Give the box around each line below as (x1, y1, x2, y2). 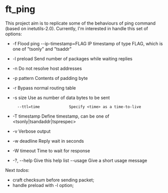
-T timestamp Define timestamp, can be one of (12, 113, 110, 119)
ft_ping (5, 4, 35, 15)
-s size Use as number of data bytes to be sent (12, 94, 110, 101)
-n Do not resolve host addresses (12, 65, 82, 71)
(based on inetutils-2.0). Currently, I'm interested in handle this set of (5, 25, 148, 31)
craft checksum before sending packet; (12, 177, 95, 183)
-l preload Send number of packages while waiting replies (12, 55, 133, 61)
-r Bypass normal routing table (12, 84, 76, 91)
